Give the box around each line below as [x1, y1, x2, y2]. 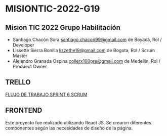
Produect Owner [12, 64, 47, 69]
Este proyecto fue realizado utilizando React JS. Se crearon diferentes [5, 119, 152, 125]
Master [12, 53, 28, 59]
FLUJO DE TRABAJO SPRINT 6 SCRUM [5, 92, 88, 98]
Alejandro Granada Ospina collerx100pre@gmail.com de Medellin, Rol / [12, 58, 161, 64]
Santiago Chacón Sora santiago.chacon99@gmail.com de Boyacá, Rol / [12, 36, 162, 42]
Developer [12, 42, 34, 48]
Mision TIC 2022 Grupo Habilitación [5, 23, 120, 32]
